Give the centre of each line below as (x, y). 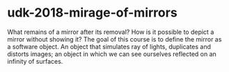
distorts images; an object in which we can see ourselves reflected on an (112, 54)
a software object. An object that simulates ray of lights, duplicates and (109, 46)
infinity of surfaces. (35, 61)
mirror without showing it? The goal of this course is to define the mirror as (114, 39)
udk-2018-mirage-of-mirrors (92, 13)
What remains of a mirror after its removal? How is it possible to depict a (111, 32)
